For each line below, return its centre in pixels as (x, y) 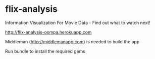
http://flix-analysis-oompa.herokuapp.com (48, 32)
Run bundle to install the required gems (45, 51)
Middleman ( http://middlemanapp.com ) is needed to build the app (72, 42)
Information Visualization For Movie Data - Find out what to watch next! (78, 23)
